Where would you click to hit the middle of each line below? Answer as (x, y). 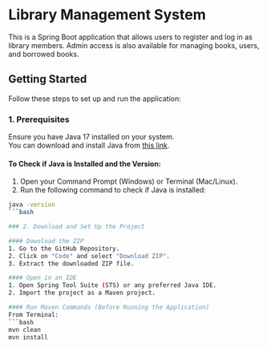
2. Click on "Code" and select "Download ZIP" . (89, 256)
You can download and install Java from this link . (89, 145)
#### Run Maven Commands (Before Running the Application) (109, 307)
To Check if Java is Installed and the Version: (85, 164)
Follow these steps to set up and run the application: (95, 99)
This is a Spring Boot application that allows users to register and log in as (130, 37)
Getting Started (48, 79)
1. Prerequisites (39, 119)
